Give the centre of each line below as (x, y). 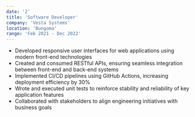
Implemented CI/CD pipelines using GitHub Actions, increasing (91, 76)
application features (39, 95)
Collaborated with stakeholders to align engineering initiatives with (96, 101)
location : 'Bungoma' (32, 28)
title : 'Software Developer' (42, 17)
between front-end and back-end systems (67, 69)
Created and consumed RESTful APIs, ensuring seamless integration (99, 64)
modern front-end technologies (53, 57)
